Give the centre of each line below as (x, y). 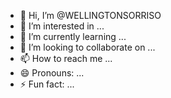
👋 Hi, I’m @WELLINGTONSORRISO (90, 15)
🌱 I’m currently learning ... (73, 36)
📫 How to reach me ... (66, 58)
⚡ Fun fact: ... (47, 84)
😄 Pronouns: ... (52, 73)
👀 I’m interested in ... (62, 26)
